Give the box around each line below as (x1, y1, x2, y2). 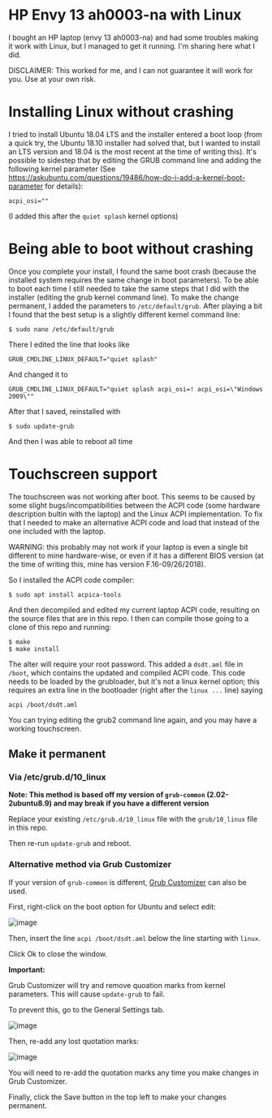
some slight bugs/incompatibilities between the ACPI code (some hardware (8, 500, 261, 510)
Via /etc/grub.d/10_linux (8, 771, 106, 783)
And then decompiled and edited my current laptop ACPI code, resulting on (8, 605, 260, 615)
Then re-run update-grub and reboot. (8, 839, 132, 848)
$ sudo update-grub (8, 422, 75, 430)
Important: (8, 965, 45, 974)
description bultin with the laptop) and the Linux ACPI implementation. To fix (8, 509, 263, 519)
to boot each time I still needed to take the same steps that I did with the (8, 283, 250, 293)
